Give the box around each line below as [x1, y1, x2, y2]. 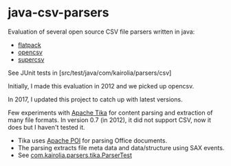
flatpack [17, 40, 42, 49]
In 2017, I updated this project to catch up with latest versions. [8, 95, 183, 104]
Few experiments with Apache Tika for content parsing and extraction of [8, 108, 213, 117]
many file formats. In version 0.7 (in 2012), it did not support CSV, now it [8, 115, 212, 124]
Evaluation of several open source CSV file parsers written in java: [8, 27, 195, 36]
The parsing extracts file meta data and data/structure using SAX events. [17, 143, 225, 152]
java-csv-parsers [8, 5, 109, 21]
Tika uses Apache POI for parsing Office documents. [17, 136, 168, 145]
